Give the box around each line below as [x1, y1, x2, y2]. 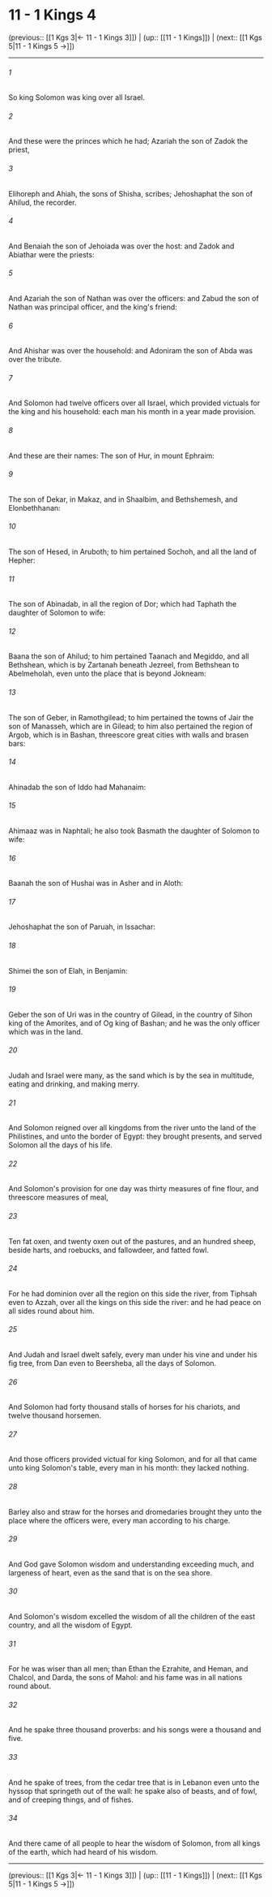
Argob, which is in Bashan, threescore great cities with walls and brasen [8, 729, 249, 740]
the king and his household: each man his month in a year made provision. [8, 407, 257, 417]
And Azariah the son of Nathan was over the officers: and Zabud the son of [8, 293, 259, 303]
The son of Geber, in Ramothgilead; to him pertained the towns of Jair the [8, 712, 254, 722]
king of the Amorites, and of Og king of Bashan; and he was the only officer [8, 1018, 261, 1028]
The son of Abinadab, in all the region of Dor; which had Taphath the [8, 599, 237, 609]
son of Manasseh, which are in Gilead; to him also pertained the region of [8, 721, 253, 731]
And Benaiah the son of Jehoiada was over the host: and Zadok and [8, 241, 235, 251]
